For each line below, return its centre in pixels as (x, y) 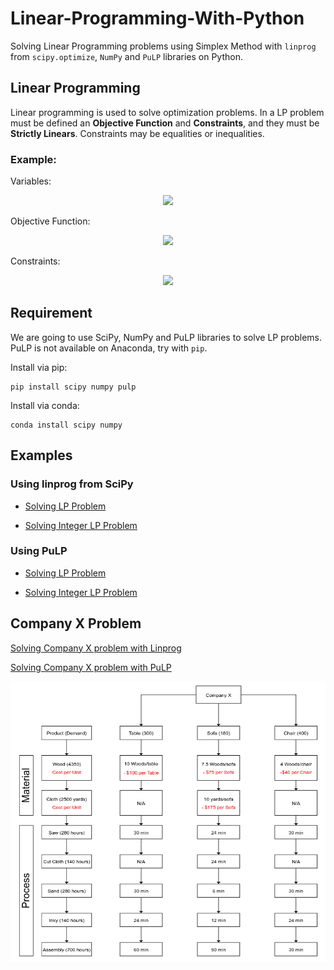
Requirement (51, 313)
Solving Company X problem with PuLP (91, 667)
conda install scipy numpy (66, 425)
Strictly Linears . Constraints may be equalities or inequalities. (137, 133)
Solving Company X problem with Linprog (96, 648)
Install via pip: (39, 367)
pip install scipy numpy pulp (73, 387)
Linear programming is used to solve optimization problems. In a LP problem (167, 112)
